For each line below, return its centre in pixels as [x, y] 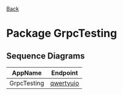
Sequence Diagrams [46, 56]
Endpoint [65, 73]
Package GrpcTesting [62, 33]
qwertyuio [65, 83]
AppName [27, 73]
